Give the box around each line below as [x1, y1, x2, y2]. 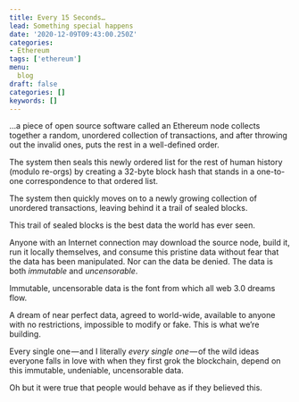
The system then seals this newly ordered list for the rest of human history [9, 157, 283, 168]
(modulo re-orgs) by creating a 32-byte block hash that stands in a [9, 166, 255, 177]
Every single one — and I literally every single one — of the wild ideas [9, 346, 260, 357]
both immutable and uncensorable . [9, 265, 138, 277]
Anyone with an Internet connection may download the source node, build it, [9, 238, 290, 248]
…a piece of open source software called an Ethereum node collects [9, 121, 261, 131]
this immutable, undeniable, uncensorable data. [9, 365, 185, 376]
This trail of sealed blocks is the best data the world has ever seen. [9, 220, 256, 230]
